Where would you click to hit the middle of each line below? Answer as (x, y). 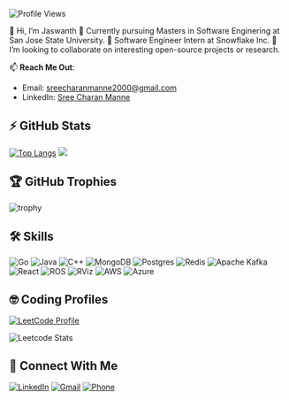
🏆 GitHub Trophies (63, 182)
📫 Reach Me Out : (42, 67)
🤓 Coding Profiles (59, 300)
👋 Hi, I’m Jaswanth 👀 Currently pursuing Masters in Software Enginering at (144, 31)
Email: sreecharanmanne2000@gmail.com (99, 88)
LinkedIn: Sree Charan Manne (76, 97)
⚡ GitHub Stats (50, 126)
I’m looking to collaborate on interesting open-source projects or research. (145, 50)
